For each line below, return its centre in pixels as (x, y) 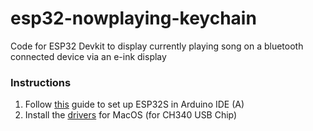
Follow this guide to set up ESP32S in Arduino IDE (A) (134, 104)
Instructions (41, 82)
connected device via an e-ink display (88, 56)
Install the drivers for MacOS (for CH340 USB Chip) (131, 115)
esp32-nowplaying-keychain (133, 18)
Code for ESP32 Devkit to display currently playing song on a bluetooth (157, 46)
